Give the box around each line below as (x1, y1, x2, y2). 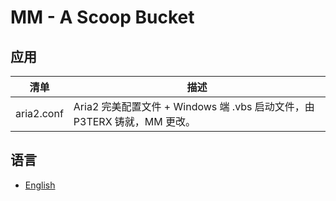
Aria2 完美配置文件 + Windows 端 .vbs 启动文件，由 (73, 100, 315, 113)
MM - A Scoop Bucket (10, 6, 195, 29)
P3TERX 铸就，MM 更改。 (73, 115, 197, 128)
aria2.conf (15, 107, 64, 120)
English (24, 179, 56, 191)
